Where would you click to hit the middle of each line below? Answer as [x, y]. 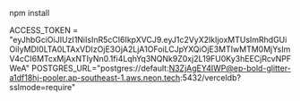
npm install [30, 13]
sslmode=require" [43, 87]
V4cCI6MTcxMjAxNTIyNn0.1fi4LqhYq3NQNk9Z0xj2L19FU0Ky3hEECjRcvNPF [150, 59]
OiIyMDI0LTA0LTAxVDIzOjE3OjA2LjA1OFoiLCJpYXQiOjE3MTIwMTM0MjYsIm [150, 49]
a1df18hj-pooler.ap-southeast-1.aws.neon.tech [95, 78]
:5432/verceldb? [211, 78]
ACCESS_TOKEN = [44, 30]
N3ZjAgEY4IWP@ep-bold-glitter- [230, 68]
